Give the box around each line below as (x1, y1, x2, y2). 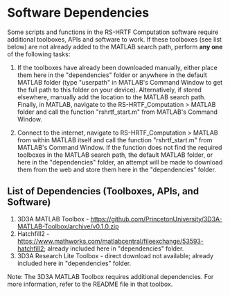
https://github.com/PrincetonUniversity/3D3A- (90, 214, 223, 223)
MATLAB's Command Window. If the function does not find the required (17, 143, 222, 151)
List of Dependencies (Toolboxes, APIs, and (7, 185, 200, 197)
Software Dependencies (7, 5, 150, 21)
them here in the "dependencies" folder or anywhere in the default (17, 71, 208, 79)
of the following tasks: (7, 50, 71, 58)
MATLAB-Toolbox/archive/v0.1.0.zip (17, 222, 119, 230)
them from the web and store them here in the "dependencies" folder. (17, 165, 217, 174)
